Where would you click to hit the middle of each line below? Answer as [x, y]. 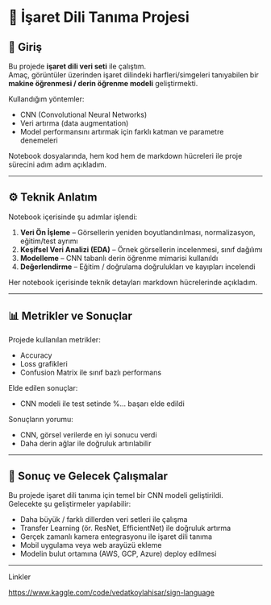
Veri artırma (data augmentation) [74, 123]
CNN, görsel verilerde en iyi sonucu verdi [88, 434]
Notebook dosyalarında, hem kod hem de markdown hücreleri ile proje [125, 156]
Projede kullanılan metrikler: [54, 339]
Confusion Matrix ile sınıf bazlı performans [91, 372]
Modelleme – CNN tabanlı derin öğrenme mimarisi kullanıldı [119, 258]
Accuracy [36, 355]
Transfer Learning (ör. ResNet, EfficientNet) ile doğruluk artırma [125, 528]
